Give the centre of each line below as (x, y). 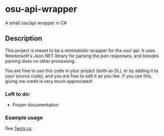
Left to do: (18, 94)
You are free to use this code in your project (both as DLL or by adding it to (82, 70)
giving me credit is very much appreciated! (49, 81)
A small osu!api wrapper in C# (36, 23)
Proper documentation (35, 105)
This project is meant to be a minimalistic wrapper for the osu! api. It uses (80, 50)
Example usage (24, 118)
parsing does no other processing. (41, 61)
